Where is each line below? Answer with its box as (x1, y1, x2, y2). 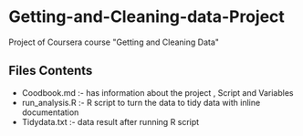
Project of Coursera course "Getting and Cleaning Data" (8, 37, 220, 47)
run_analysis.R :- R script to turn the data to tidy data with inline (21, 97, 261, 108)
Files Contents (8, 63, 93, 78)
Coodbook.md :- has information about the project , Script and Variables (21, 87, 294, 98)
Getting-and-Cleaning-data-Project (8, 6, 285, 27)
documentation (21, 107, 79, 118)
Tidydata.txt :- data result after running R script (21, 116, 200, 127)
